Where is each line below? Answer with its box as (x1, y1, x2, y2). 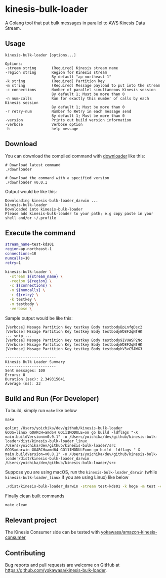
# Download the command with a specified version (5, 175, 110, 180)
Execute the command (5, 229, 76, 237)
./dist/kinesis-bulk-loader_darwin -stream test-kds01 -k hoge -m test (5, 484, 156, 489)
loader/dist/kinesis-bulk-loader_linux (5, 439, 87, 444)
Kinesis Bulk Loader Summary (5, 359, 65, 365)
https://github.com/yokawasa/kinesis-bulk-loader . (5, 567, 107, 573)
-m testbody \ (9, 301, 39, 307)
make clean (5, 503, 28, 508)
